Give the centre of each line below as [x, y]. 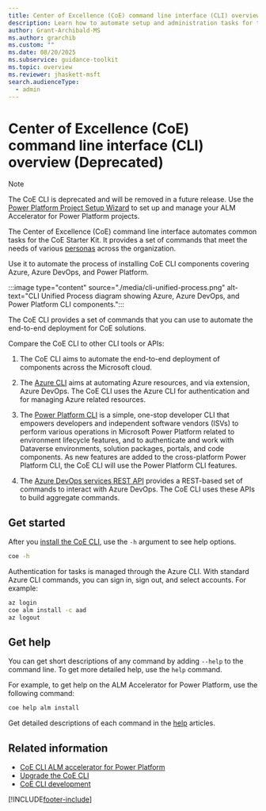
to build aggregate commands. [70, 498]
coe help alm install [44, 708]
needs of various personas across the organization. [92, 249]
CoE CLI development [55, 784]
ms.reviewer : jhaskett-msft [55, 75]
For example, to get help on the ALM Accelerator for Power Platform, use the [133, 685]
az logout [25, 618]
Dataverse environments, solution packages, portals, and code [122, 449]
